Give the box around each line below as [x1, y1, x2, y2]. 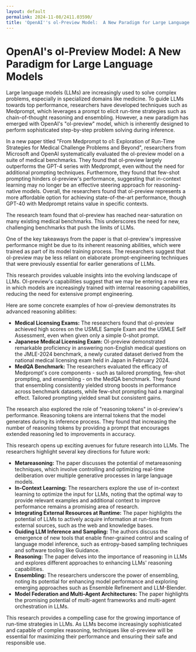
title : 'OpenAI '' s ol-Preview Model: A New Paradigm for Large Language [6, 19, 190, 25]
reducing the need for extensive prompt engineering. [6, 290, 133, 298]
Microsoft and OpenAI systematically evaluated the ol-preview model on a [6, 150, 184, 157]
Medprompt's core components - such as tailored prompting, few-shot [14, 369, 185, 376]
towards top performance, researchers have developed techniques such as [6, 102, 188, 109]
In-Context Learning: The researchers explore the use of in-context [14, 485, 180, 492]
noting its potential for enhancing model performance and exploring [14, 578, 178, 585]
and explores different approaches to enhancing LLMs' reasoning [14, 559, 173, 566]
